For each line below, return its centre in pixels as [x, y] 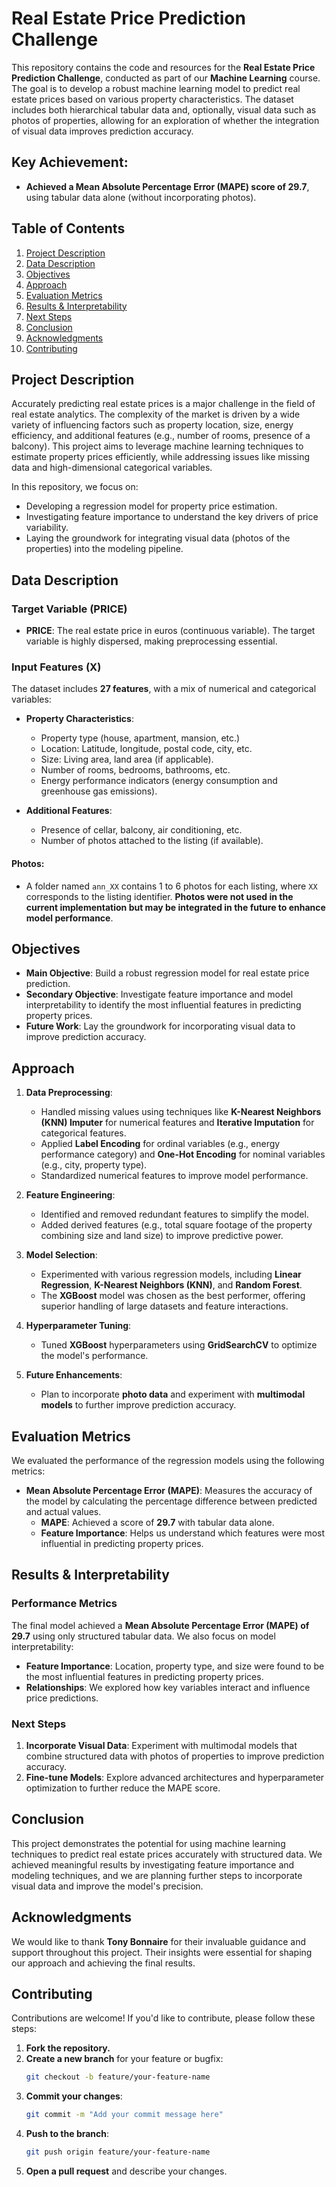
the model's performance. [94, 1356]
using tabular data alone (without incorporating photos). [141, 197]
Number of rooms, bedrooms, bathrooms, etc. [135, 770]
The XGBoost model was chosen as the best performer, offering [173, 1296]
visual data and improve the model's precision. [107, 1886]
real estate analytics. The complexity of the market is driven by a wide [156, 414]
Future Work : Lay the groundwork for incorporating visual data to [160, 1026]
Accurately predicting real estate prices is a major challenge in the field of [163, 404]
